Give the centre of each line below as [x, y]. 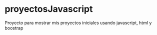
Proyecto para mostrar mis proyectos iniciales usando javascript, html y [78, 23]
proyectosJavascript [49, 9]
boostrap [14, 28]
